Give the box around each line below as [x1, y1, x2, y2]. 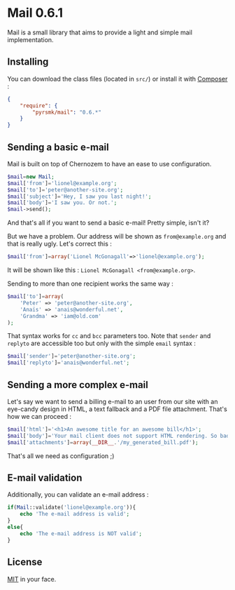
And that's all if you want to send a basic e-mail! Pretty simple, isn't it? [7, 219, 210, 227]
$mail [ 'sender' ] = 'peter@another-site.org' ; [7, 353, 136, 360]
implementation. [7, 35, 54, 43]
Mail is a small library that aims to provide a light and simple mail [7, 28, 192, 36]
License [7, 556, 43, 568]
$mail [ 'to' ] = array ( [7, 293, 64, 300]
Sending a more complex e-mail [7, 379, 148, 391]
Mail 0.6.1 [7, 5, 63, 21]
